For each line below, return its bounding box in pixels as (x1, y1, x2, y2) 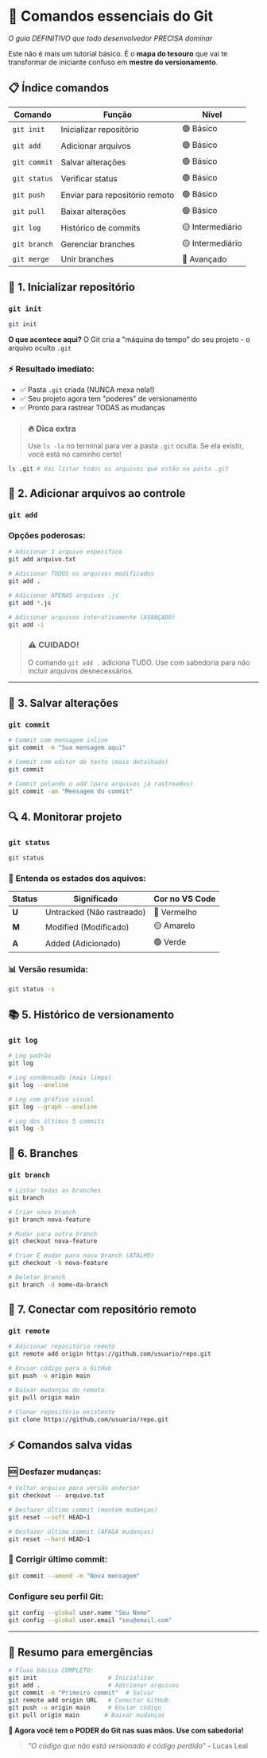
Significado (73, 894, 118, 905)
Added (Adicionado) (44, 937, 122, 949)
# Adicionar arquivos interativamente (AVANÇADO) (8, 613, 176, 621)
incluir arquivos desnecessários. (27, 666, 134, 675)
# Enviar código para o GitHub (8, 1364, 112, 1372)
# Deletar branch (8, 1274, 66, 1282)
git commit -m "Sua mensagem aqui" (8, 743, 126, 752)
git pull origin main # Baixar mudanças (8, 1711, 165, 1719)
